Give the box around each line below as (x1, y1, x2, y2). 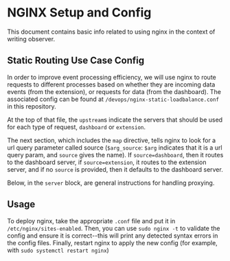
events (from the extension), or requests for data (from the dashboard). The (7, 87, 222, 95)
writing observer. (7, 34, 56, 43)
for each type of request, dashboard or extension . (7, 122, 146, 131)
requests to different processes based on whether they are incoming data (7, 80, 216, 89)
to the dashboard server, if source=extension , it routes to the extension (7, 158, 207, 166)
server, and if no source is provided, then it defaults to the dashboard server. (7, 165, 223, 173)
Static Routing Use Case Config (7, 55, 145, 67)
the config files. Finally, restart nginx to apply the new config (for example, (7, 238, 218, 247)
